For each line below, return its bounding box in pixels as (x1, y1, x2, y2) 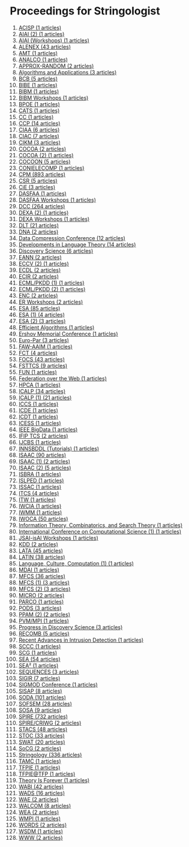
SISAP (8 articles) (18, 687, 62, 695)
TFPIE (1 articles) (18, 764, 61, 771)
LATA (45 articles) (18, 547, 64, 554)
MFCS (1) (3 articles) (18, 579, 70, 586)
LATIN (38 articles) (18, 553, 65, 561)
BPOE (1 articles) (18, 100, 61, 107)
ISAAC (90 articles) (18, 451, 67, 459)
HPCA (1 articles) (18, 381, 61, 388)
